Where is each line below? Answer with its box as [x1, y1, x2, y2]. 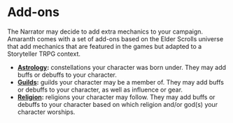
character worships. [17, 108, 76, 116]
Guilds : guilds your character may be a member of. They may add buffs [17, 78, 225, 86]
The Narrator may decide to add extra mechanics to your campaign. [7, 27, 204, 36]
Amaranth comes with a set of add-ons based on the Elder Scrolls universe [7, 34, 224, 43]
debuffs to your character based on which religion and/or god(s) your [17, 100, 218, 108]
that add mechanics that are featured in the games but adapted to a [7, 42, 202, 50]
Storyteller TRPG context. [7, 50, 80, 58]
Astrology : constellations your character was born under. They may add [17, 63, 226, 71]
